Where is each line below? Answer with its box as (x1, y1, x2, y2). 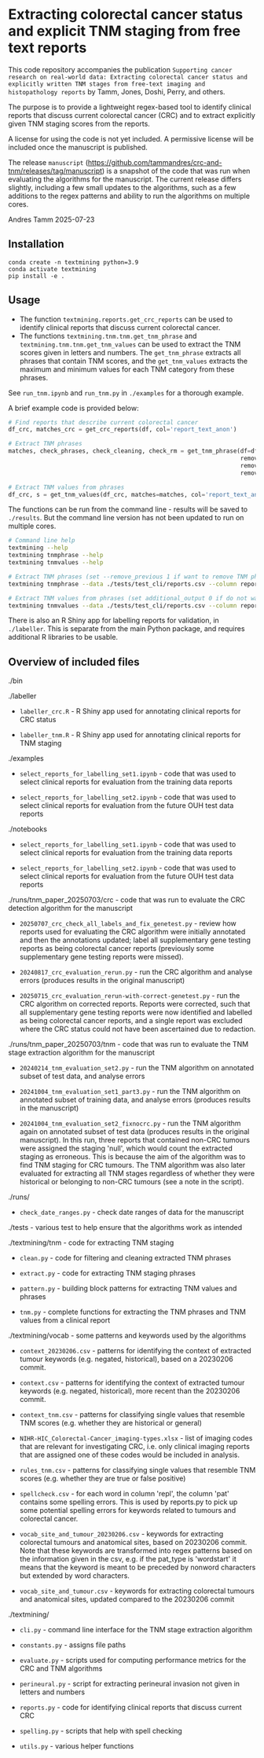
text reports (8, 39, 87, 57)
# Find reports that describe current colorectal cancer (8, 418, 199, 426)
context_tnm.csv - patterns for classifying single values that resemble (19, 1410, 245, 1419)
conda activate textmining (8, 265, 97, 273)
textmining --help (8, 544, 68, 552)
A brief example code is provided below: (8, 403, 139, 413)
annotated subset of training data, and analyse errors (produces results (19, 1095, 251, 1105)
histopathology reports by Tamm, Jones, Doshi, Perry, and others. (8, 86, 225, 96)
